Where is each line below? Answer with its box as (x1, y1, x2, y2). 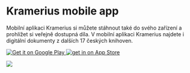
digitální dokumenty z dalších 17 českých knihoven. (6, 37, 133, 44)
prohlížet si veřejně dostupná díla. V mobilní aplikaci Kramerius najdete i (6, 30, 185, 37)
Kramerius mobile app (6, 4, 119, 18)
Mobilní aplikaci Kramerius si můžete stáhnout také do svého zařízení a (6, 24, 182, 31)
